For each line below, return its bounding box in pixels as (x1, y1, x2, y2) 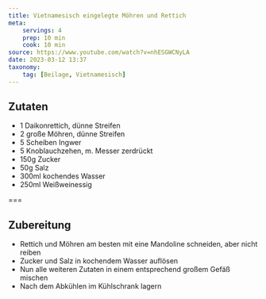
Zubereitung (8, 218, 71, 232)
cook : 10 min (22, 41, 66, 49)
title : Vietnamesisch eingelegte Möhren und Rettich (8, 11, 187, 20)
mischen (19, 273, 48, 282)
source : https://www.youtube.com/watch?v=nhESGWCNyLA (8, 48, 191, 56)
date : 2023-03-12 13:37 (8, 56, 87, 64)
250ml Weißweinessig (19, 180, 93, 190)
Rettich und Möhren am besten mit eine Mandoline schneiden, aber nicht (19, 240, 258, 249)
